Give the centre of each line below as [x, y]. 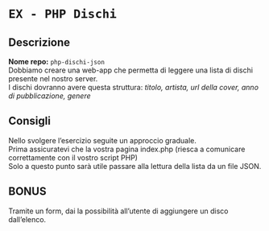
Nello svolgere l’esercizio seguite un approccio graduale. [103, 140]
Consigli [29, 121]
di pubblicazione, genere [50, 96]
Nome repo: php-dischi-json [56, 62]
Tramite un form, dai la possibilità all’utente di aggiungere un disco [118, 211]
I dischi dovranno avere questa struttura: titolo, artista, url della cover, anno [134, 87]
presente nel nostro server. [53, 78]
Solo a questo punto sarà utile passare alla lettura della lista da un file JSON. [135, 166]
